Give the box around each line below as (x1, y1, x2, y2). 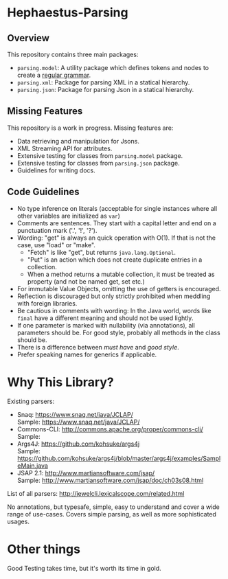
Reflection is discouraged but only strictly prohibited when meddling (16, 292, 211, 300)
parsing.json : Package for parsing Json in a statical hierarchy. (16, 86, 194, 93)
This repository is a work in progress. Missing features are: (7, 124, 174, 132)
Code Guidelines (7, 186, 80, 198)
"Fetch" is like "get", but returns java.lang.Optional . (27, 248, 176, 256)
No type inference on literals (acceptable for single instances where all (16, 204, 218, 212)
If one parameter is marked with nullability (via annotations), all (16, 321, 196, 329)
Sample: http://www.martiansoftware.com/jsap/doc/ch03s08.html (16, 476, 204, 484)
